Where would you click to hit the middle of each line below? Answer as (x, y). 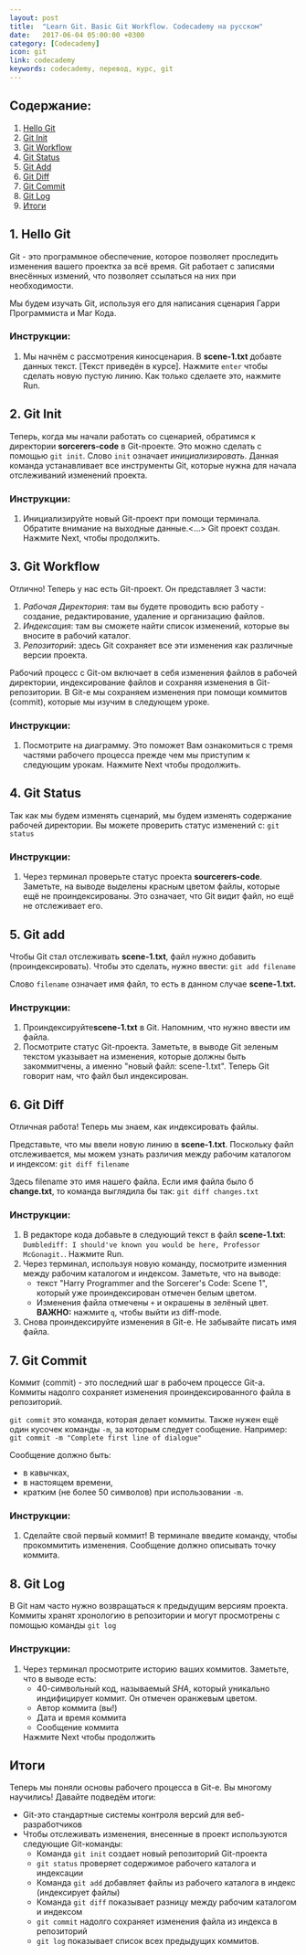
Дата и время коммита (81, 1717)
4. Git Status (46, 793)
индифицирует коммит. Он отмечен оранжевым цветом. (147, 1698)
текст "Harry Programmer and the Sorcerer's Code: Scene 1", (152, 1284)
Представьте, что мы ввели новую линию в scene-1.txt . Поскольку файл (152, 1145)
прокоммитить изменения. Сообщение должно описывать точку (149, 1546)
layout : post (34, 18)
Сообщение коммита (78, 1727)
